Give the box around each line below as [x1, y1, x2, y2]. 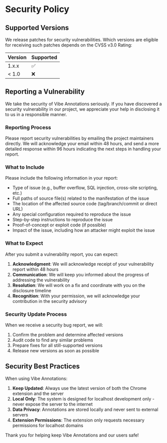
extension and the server [12, 390, 64, 396]
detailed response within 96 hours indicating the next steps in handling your [5, 146, 161, 152]
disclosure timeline [12, 287, 51, 293]
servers [12, 411, 28, 417]
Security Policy [5, 4, 70, 15]
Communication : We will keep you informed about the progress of [12, 271, 150, 277]
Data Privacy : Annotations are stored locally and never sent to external [12, 406, 159, 412]
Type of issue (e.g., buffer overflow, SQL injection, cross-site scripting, [12, 185, 158, 191]
